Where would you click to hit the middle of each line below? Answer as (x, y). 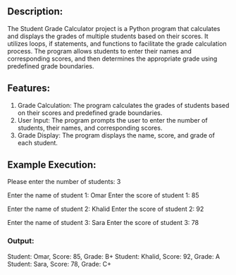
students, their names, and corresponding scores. (90, 128)
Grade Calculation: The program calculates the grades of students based (123, 105)
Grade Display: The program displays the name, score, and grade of (116, 135)
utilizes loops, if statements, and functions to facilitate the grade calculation (117, 43)
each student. (38, 142)
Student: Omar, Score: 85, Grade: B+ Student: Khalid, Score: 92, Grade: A (114, 256)
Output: (21, 241)
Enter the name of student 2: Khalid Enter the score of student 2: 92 (106, 209)
